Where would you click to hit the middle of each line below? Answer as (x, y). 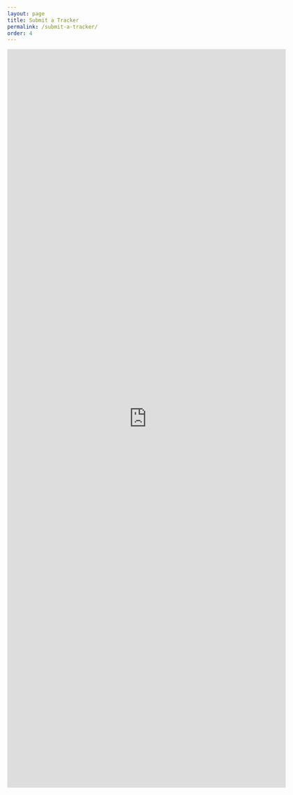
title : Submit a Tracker (43, 20)
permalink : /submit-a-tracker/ (53, 27)
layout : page (26, 14)
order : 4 (20, 33)
